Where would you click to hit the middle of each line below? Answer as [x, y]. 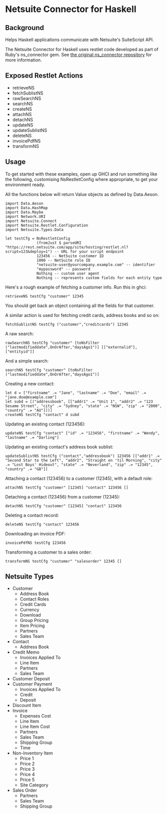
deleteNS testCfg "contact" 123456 [42, 524]
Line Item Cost [35, 726]
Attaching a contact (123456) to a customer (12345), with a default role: [79, 478]
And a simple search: [27, 360]
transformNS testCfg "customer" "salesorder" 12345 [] [63, 561]
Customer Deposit [31, 679]
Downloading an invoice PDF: [35, 533]
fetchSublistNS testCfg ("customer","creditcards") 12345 [67, 324]
